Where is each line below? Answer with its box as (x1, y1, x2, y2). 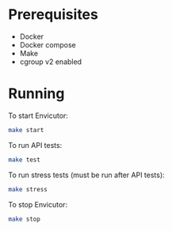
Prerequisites (8, 6, 99, 24)
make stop (8, 215, 41, 223)
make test (8, 156, 41, 164)
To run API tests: (8, 140, 63, 150)
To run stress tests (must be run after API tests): (8, 170, 165, 180)
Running (8, 85, 65, 103)
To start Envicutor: (8, 111, 69, 120)
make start (8, 126, 44, 134)
